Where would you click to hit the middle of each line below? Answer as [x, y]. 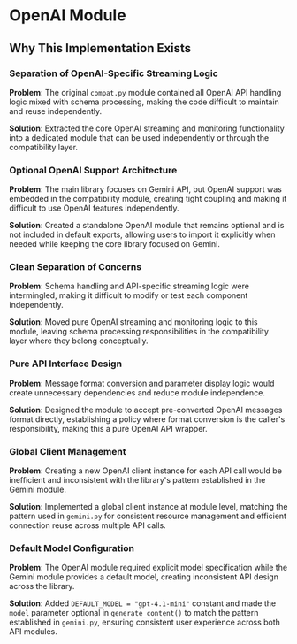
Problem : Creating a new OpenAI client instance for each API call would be [146, 471]
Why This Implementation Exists [100, 48]
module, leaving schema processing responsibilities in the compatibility [139, 332]
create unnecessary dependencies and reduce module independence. [137, 392]
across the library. [42, 586]
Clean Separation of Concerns [76, 267]
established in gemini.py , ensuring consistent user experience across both [145, 622]
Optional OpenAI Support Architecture [93, 170]
